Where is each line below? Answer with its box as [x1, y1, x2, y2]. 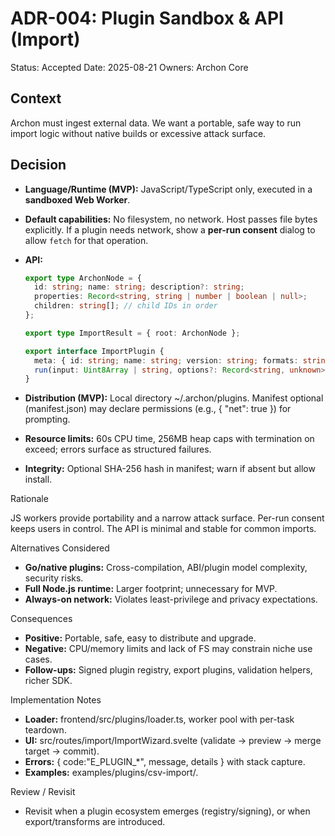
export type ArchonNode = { [24, 273, 142, 283]
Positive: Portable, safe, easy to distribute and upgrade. [24, 632, 257, 644]
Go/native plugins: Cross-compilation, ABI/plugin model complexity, [24, 562, 308, 574]
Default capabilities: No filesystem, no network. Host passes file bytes [24, 213, 318, 225]
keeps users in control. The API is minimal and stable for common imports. [10, 523, 317, 535]
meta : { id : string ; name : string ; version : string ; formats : [34, 355, 299, 366]
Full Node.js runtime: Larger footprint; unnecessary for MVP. [24, 583, 278, 595]
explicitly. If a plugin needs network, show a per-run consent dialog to [24, 223, 316, 236]
